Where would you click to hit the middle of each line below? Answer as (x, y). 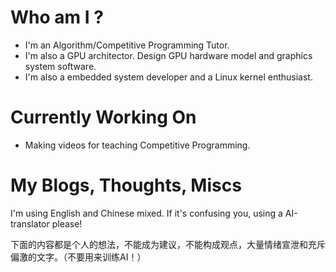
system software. (60, 66)
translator (30, 223)
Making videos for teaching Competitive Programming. (137, 145)
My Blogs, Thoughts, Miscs (126, 185)
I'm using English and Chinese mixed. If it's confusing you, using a (146, 213)
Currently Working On (103, 117)
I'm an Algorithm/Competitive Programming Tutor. (127, 45)
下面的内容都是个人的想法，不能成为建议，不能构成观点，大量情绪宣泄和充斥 (168, 244)
